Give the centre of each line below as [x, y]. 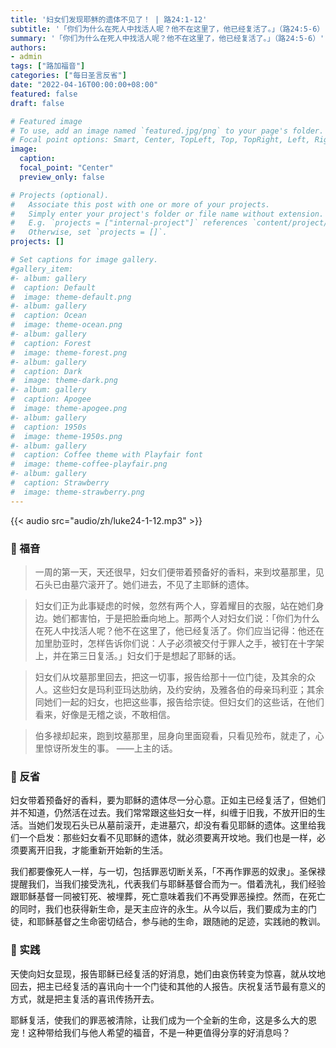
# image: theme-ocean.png [66, 325]
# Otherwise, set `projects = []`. [89, 232]
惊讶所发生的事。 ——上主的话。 [110, 748]
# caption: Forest [51, 343]
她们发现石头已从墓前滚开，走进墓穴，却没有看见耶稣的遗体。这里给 [176, 825]
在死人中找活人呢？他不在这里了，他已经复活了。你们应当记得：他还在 [179, 630]
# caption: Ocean [48, 316]
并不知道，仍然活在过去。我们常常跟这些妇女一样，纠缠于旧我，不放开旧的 [163, 813]
